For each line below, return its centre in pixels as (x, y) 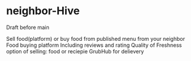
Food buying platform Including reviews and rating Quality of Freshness (94, 45)
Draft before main (28, 27)
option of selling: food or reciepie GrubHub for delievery (75, 51)
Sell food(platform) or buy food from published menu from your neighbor (95, 38)
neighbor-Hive (43, 11)
